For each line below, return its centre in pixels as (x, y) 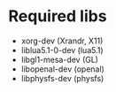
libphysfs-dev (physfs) (62, 78)
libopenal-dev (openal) (63, 69)
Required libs (58, 16)
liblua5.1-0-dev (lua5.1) (62, 50)
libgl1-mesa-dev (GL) (60, 59)
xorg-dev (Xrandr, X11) (62, 41)
